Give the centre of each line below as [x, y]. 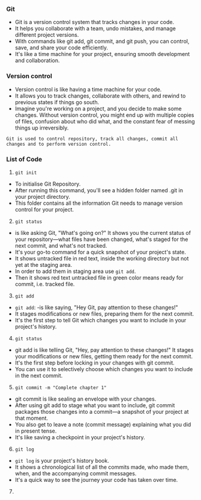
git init [26, 173]
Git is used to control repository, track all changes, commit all [92, 139]
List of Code [24, 159]
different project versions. [47, 35]
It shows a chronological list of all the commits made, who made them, [102, 467]
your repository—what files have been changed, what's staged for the [101, 239]
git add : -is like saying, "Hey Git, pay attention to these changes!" [96, 307]
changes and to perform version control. [59, 144]
